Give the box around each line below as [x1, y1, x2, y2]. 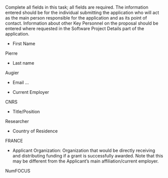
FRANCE [5, 138, 24, 143]
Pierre [5, 50, 18, 56]
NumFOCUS [5, 168, 31, 173]
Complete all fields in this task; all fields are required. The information [5, 5, 149, 10]
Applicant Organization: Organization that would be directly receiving [12, 147, 155, 153]
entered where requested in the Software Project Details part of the [5, 26, 144, 32]
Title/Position [12, 109, 40, 114]
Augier [5, 70, 19, 76]
